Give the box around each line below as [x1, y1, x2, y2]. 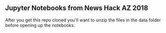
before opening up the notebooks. [5, 22, 76, 28]
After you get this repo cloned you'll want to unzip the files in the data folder [5, 17, 161, 23]
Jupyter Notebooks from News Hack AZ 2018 [5, 4, 148, 12]
